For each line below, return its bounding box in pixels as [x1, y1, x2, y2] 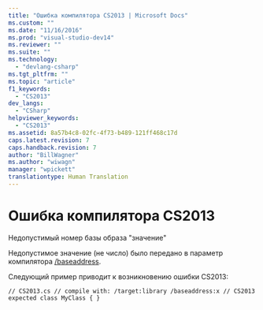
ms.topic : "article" [8, 77, 76, 85]
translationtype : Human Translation [8, 173, 128, 181]
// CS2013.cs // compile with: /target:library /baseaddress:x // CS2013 [8, 287, 256, 295]
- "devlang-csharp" [15, 63, 80, 71]
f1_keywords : [8, 84, 51, 93]
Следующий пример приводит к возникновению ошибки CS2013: [8, 271, 228, 281]
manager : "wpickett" [8, 166, 76, 174]
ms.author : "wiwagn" [8, 159, 76, 166]
